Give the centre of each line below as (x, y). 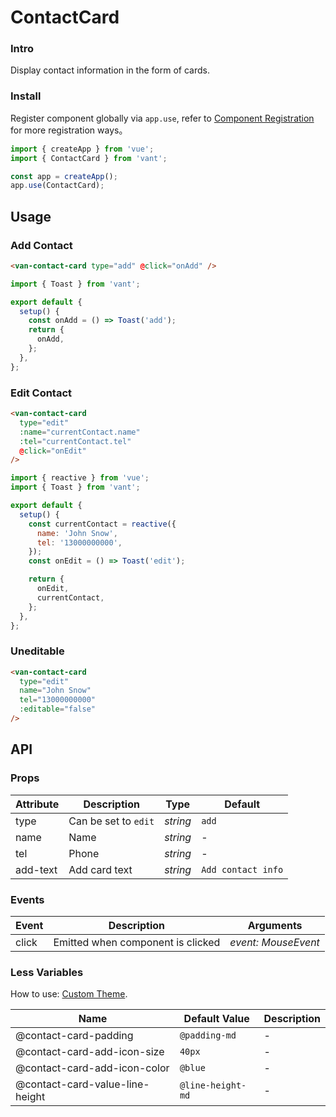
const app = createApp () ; (64, 176)
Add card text (100, 869)
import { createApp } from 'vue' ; (82, 149)
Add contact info (242, 869)
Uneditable (37, 651)
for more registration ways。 (69, 130)
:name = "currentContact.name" (80, 432)
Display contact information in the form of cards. (110, 70)
